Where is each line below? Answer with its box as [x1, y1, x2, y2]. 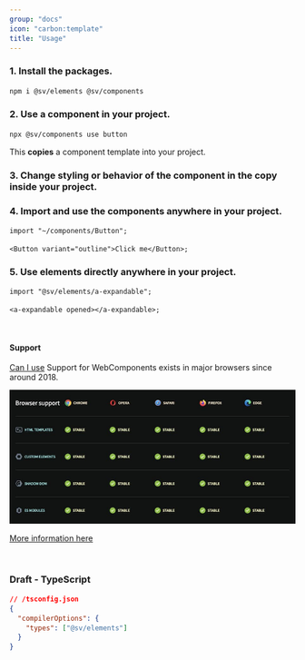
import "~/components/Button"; [9, 226, 128, 235]
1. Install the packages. [9, 64, 113, 77]
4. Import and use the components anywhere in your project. [9, 204, 283, 217]
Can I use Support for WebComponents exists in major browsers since [9, 362, 272, 373]
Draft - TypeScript [9, 573, 91, 586]
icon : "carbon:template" [9, 24, 103, 34]
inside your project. [9, 180, 98, 192]
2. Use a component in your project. [9, 108, 171, 121]
